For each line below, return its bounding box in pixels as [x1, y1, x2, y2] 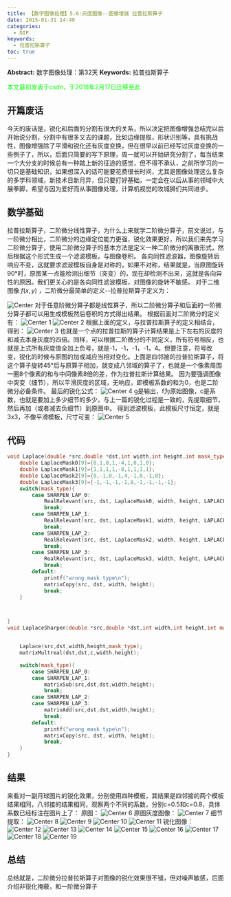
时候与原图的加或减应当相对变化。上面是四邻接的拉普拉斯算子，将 [36, 352, 224, 361]
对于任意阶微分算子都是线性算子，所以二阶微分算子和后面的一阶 [34, 300, 216, 309]
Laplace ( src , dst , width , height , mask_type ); [19, 643, 143, 650]
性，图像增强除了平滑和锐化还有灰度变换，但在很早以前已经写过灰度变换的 [7, 142, 218, 150]
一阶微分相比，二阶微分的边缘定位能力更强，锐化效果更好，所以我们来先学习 [7, 234, 224, 243]
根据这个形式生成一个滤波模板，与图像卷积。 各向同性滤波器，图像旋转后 [12, 252, 220, 260]
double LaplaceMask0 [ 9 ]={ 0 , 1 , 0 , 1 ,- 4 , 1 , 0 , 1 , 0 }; [19, 460, 155, 467]
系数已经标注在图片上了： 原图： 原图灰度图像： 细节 [7, 808, 223, 817]
